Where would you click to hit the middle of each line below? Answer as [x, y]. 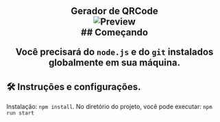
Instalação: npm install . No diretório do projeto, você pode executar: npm [110, 107]
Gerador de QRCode [114, 11]
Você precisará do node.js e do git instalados [114, 52]
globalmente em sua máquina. [114, 63]
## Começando [114, 32]
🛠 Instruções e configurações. [74, 87]
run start [21, 113]
